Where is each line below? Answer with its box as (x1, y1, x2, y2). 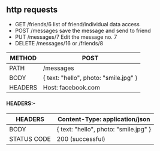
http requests (6, 5, 58, 15)
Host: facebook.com (43, 83, 100, 91)
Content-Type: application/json (58, 115, 150, 124)
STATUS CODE (9, 135, 51, 143)
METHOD (10, 54, 37, 62)
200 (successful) (56, 135, 106, 143)
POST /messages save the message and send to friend (14, 27, 151, 34)
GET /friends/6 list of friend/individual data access (14, 20, 140, 27)
